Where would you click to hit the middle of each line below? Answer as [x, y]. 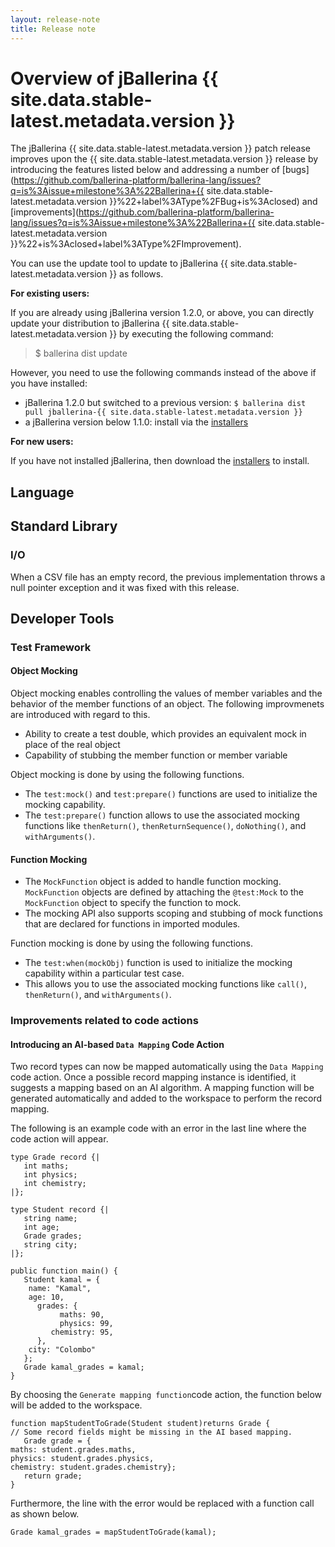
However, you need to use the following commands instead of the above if [163, 373]
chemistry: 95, [82, 1332]
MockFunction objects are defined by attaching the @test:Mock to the [164, 892]
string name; [50, 1219]
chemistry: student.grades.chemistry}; [93, 1467]
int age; [41, 1227]
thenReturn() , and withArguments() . [98, 995]
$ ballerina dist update [81, 353]
